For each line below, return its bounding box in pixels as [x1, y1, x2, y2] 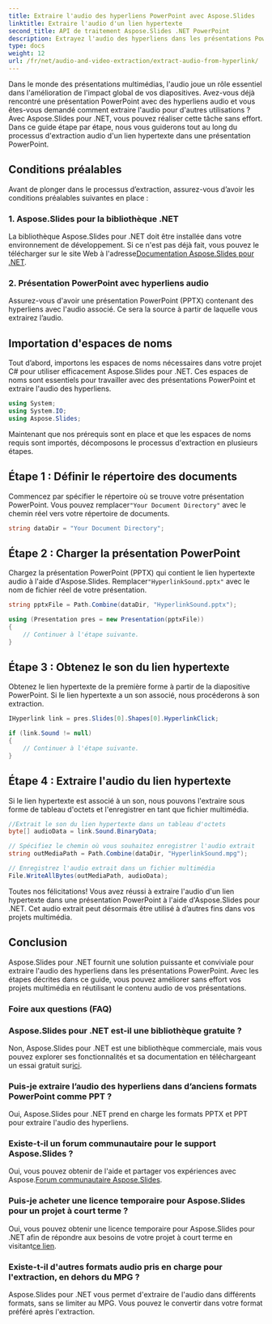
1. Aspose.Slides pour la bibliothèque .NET [8, 213, 180, 224]
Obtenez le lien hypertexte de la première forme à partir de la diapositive [8, 681, 251, 692]
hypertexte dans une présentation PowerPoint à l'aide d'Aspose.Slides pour [8, 895, 261, 905]
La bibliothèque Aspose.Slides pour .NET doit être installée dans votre [8, 231, 242, 241]
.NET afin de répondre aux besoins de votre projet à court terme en [8, 1232, 233, 1242]
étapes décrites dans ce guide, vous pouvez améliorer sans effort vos [8, 974, 241, 984]
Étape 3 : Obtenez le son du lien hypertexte [8, 660, 230, 674]
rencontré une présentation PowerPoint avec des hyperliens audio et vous [8, 96, 256, 106]
